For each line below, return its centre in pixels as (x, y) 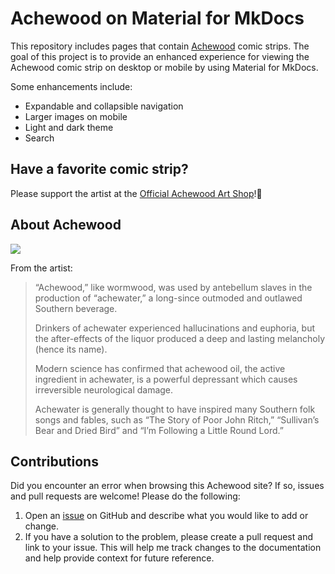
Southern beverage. (76, 308)
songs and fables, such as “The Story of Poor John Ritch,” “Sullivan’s (177, 419)
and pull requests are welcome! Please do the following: (125, 496)
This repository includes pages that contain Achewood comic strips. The (160, 46)
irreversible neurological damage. (104, 389)
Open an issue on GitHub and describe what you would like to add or (166, 516)
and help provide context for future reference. (119, 558)
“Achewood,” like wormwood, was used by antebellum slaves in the (173, 287)
